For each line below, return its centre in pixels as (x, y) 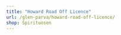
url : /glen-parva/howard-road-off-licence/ (61, 17)
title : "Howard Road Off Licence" (49, 12)
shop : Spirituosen (29, 23)
